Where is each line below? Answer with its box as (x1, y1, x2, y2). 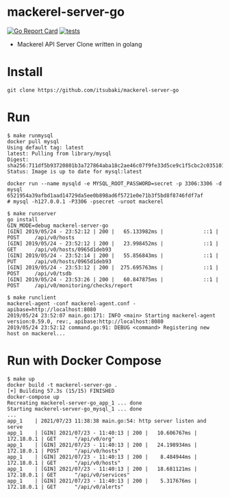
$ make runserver (7, 210, 57, 217)
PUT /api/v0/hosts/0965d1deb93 (7, 258, 112, 265)
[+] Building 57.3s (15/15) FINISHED (7, 387, 115, 394)
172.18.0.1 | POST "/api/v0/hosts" (7, 447, 121, 454)
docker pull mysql (7, 138, 60, 145)
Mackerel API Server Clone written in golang (16, 40, 142, 48)
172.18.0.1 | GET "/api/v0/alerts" (7, 483, 125, 490)
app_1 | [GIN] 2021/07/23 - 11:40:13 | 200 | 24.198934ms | (7, 441, 197, 448)
